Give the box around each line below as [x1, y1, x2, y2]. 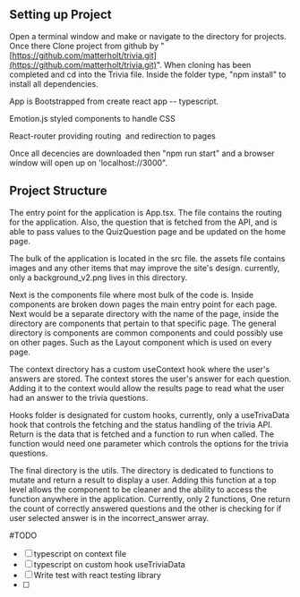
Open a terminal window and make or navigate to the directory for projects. [9, 30, 287, 41]
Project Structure [9, 183, 107, 199]
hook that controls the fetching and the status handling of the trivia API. [9, 419, 273, 430]
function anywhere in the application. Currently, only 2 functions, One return [9, 493, 291, 504]
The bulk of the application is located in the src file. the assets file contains [9, 252, 286, 263]
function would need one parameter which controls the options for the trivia [9, 438, 289, 448]
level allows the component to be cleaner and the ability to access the [9, 483, 267, 495]
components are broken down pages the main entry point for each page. [9, 299, 278, 310]
